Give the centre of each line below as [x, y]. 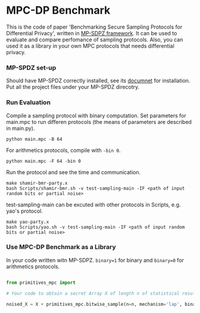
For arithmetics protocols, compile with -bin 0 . [63, 150]
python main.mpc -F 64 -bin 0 [44, 161]
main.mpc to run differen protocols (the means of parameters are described [99, 122]
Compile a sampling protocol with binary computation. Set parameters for [96, 115]
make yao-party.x [28, 222]
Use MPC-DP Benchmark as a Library [61, 247]
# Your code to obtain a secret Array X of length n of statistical [93, 293]
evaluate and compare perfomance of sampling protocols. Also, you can [95, 39]
